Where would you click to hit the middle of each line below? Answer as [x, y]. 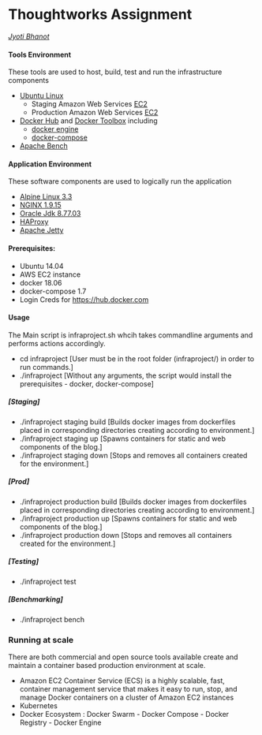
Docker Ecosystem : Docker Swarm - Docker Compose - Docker [124, 714]
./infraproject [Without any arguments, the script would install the [125, 375]
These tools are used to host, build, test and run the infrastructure [115, 72]
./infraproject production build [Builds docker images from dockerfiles [133, 502]
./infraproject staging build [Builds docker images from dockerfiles [127, 422]
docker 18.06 [41, 282]
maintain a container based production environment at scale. [107, 665]
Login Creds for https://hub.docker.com [84, 299]
